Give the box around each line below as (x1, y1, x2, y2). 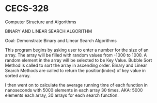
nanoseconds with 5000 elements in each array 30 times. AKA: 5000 (5, 87, 143, 93)
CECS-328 (5, 3, 49, 14)
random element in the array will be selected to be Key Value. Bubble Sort (5, 57, 152, 63)
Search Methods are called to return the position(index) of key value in (5, 67, 146, 73)
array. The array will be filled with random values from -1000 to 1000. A (5, 52, 147, 58)
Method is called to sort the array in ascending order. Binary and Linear (5, 62, 147, 68)
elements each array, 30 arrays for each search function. (5, 92, 119, 98)
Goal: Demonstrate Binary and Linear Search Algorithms (5, 37, 117, 44)
